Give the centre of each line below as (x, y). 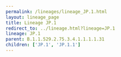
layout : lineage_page (32, 17)
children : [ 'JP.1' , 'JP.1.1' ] (43, 45)
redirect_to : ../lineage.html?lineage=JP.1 (61, 28)
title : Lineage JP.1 (31, 23)
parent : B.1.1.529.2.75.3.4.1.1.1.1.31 (55, 39)
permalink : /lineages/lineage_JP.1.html (57, 12)
